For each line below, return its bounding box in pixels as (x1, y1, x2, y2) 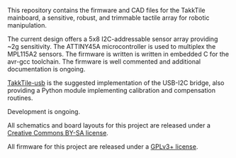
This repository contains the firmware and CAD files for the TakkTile (7, 6, 206, 14)
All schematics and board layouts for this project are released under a (7, 121, 211, 130)
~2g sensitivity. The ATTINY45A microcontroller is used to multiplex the (7, 43, 216, 50)
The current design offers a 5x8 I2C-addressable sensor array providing (7, 35, 218, 43)
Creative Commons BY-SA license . (7, 129, 108, 137)
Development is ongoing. (7, 108, 80, 115)
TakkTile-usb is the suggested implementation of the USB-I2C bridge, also (7, 79, 225, 87)
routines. (7, 94, 33, 102)
